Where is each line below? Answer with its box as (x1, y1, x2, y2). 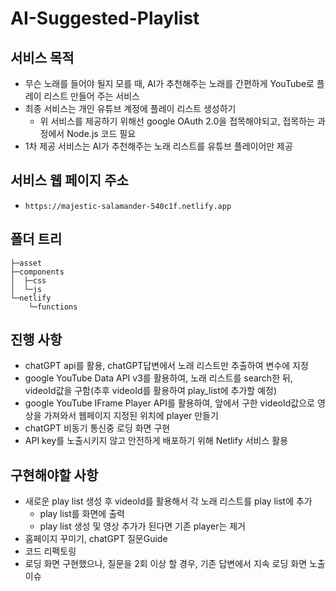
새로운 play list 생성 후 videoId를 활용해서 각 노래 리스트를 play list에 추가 (24, 495, 313, 507)
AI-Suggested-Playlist (10, 7, 200, 30)
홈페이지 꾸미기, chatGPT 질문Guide (24, 533, 168, 545)
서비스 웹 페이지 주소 (10, 172, 129, 189)
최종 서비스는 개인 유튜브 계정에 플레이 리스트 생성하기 (24, 103, 237, 114)
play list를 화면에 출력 (39, 508, 125, 520)
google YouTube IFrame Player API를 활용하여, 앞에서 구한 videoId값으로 (24, 397, 315, 409)
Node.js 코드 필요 (66, 128, 137, 139)
